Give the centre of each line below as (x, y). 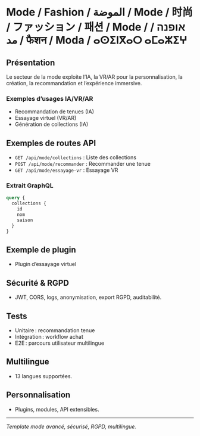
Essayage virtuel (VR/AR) (46, 118)
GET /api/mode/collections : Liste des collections (76, 157)
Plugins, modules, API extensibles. (57, 409)
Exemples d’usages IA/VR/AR (50, 98)
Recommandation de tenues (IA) (54, 112)
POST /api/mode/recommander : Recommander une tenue (82, 164)
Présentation (31, 62)
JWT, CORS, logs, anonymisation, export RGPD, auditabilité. (88, 297)
